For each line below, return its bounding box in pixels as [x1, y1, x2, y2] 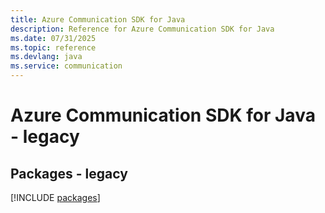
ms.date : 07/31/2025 [10, 33, 97, 43]
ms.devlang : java [10, 52, 83, 62]
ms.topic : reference [10, 42, 97, 53]
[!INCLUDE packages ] [10, 192, 101, 203]
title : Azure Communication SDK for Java [10, 14, 186, 25]
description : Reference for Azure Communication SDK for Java [10, 24, 275, 34]
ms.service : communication [10, 61, 123, 71]
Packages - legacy [10, 165, 128, 182]
